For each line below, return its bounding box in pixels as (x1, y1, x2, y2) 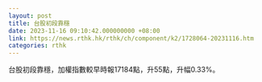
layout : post (8, 11, 52, 20)
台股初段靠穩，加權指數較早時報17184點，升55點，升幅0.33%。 (8, 65, 220, 75)
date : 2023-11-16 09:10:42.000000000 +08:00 (8, 27, 160, 35)
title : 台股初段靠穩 (8, 19, 70, 27)
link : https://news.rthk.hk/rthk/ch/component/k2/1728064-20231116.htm (8, 34, 254, 43)
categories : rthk (8, 42, 67, 50)
